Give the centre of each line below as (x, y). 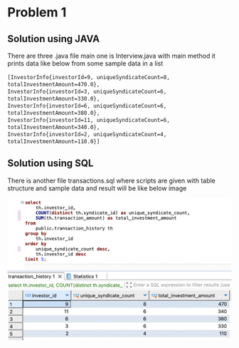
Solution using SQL (51, 164)
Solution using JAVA (54, 39)
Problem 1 (37, 12)
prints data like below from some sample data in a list (85, 63)
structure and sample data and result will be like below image (97, 188)
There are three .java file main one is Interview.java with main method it (111, 56)
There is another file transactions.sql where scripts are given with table (111, 180)
